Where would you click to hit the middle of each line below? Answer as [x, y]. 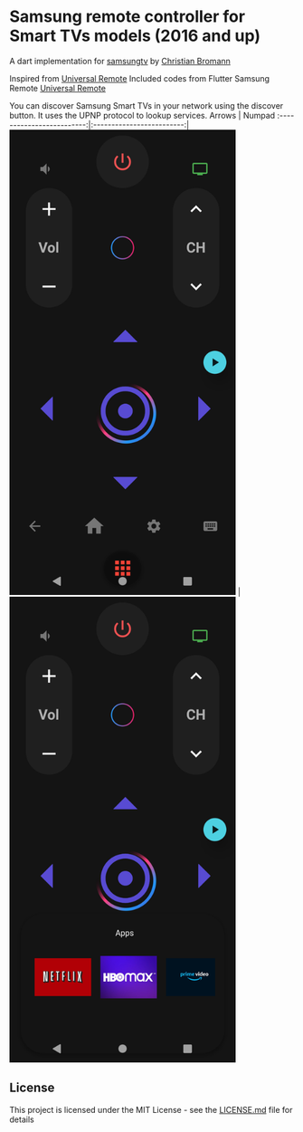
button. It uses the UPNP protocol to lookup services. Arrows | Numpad [142, 115]
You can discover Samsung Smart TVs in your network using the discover [147, 105]
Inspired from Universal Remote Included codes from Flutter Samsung [139, 78]
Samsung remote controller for [128, 17]
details [22, 1119]
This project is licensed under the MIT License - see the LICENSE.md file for [151, 1109]
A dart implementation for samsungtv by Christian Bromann [120, 61]
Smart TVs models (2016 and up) [135, 36]
